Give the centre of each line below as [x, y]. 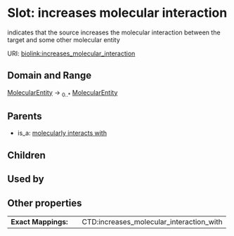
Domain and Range [50, 76]
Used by [26, 179]
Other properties [45, 203]
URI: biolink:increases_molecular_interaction [71, 53]
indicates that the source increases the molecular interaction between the [114, 32]
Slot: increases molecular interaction [117, 13]
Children [26, 155]
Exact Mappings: [39, 221]
